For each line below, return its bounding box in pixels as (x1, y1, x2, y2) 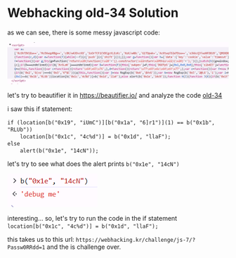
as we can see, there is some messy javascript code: (7, 28, 160, 37)
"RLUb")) (7, 126, 33, 133)
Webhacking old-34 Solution (7, 5, 179, 21)
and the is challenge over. (46, 243, 122, 251)
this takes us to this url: (7, 235, 75, 243)
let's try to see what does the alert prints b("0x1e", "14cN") (7, 160, 181, 168)
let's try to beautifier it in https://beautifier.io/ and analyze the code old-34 (7, 91, 223, 99)
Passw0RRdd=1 (7, 244, 46, 251)
